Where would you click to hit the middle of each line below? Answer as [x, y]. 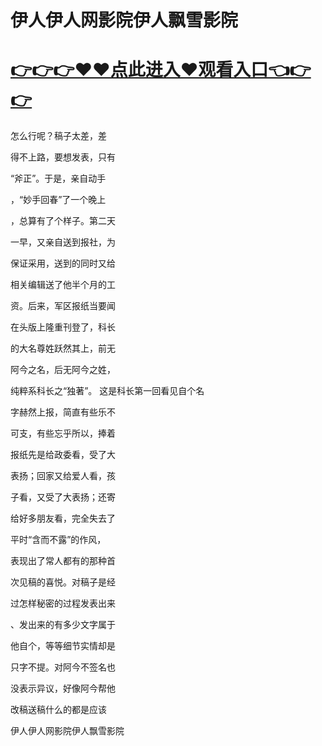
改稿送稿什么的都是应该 [58, 710]
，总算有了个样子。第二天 [63, 221]
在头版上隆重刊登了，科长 [63, 327]
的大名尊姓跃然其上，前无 [63, 348]
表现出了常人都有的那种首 [63, 561]
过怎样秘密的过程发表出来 [63, 603]
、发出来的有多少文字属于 [63, 625]
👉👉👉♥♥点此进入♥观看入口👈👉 [161, 70]
